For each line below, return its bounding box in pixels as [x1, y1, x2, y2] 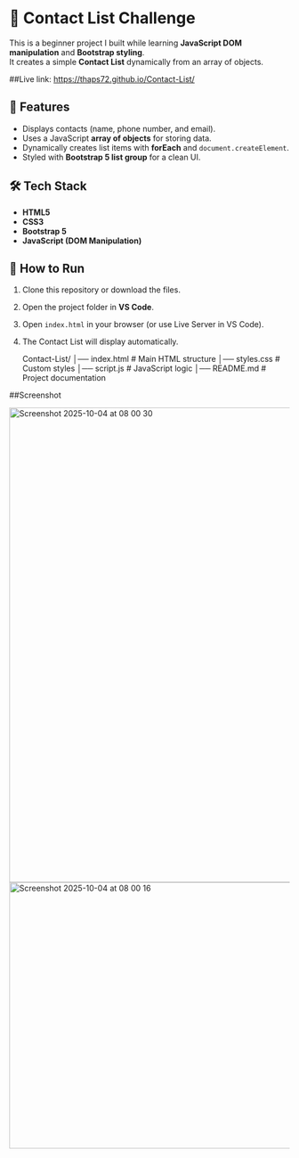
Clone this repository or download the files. [21, 284, 181, 295]
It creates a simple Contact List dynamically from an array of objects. [9, 56, 264, 67]
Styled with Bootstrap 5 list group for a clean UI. [21, 152, 201, 162]
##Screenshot [9, 390, 61, 400]
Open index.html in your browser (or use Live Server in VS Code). [21, 319, 264, 330]
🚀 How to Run [9, 260, 85, 275]
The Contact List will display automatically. [21, 336, 179, 347]
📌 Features [9, 100, 70, 115]
